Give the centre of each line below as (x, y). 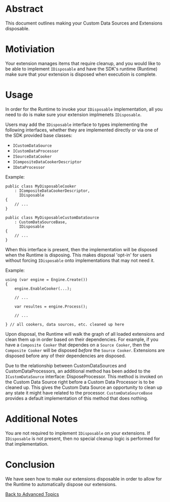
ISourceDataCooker (32, 157)
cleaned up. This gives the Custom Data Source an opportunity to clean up (84, 387)
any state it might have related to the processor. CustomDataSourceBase (79, 392)
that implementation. (27, 444)
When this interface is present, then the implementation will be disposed (81, 249)
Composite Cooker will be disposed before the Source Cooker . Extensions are (85, 350)
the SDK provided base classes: (39, 135)
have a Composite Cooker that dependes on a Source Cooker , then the (78, 345)
